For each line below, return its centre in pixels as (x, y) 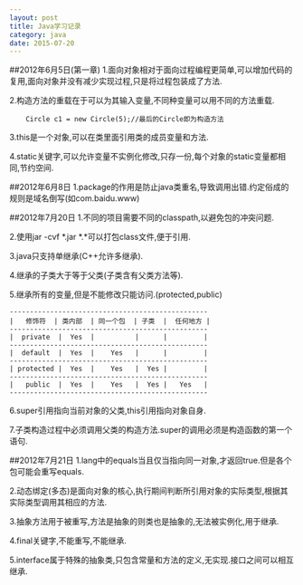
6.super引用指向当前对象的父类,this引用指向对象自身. (108, 411)
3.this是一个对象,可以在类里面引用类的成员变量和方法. (109, 138)
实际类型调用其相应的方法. (58, 503)
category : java (38, 34)
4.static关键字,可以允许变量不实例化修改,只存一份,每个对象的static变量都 (144, 157)
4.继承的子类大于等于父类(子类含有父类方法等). (96, 275)
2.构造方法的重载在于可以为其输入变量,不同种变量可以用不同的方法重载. (142, 101)
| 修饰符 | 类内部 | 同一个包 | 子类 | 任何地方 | (110, 321)
